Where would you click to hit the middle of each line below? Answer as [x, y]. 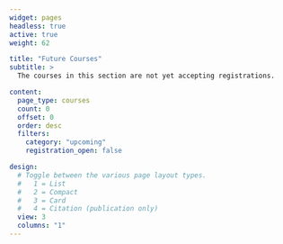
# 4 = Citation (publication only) [88, 209]
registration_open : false [74, 151]
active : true [34, 34]
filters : [34, 134]
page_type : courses [54, 100]
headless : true [38, 26]
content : [26, 92]
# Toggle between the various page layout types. [112, 175]
